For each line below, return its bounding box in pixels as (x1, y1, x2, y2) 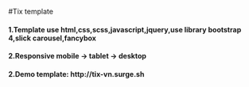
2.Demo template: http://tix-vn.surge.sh (8, 69, 145, 78)
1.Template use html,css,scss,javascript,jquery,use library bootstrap (8, 25, 242, 34)
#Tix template (8, 7, 54, 16)
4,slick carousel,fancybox (8, 33, 97, 43)
